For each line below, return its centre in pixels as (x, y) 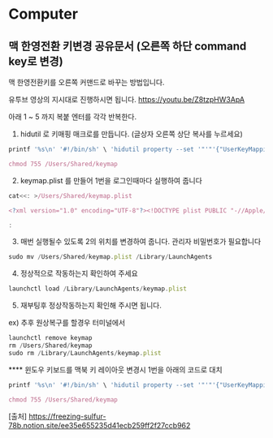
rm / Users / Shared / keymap (50, 346)
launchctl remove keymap (50, 338)
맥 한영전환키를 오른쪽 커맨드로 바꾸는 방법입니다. (87, 82)
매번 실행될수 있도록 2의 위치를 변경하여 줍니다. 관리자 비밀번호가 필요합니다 (141, 242)
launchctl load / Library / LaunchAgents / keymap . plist (97, 289)
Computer (43, 14)
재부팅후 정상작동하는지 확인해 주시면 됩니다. (91, 306)
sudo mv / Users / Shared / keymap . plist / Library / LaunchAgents (110, 257)
